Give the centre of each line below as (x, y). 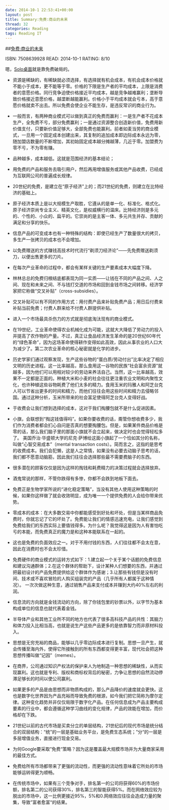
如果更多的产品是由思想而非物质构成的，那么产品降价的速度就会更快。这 (88, 689)
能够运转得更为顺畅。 (35, 772)
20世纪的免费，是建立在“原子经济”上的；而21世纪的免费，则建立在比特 (86, 186)
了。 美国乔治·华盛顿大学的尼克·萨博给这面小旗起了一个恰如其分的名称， (87, 438)
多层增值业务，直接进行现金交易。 (48, 738)
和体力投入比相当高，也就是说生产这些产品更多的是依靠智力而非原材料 (86, 625)
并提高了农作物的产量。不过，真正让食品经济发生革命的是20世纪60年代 (87, 336)
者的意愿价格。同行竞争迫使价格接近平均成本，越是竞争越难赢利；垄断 (86, 93)
